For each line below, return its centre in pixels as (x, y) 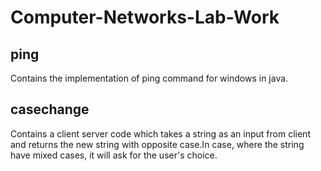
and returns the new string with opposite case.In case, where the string (157, 144)
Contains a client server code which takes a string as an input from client (160, 133)
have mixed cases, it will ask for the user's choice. (114, 155)
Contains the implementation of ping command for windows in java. (149, 78)
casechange (50, 109)
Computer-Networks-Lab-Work (145, 17)
